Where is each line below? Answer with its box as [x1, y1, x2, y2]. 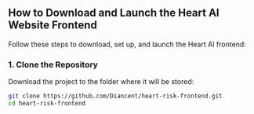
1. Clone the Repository [8, 59, 98, 70]
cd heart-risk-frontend [8, 99, 86, 107]
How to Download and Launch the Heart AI [8, 6, 220, 20]
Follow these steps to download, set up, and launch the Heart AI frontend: [8, 39, 247, 49]
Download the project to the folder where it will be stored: [8, 77, 194, 86]
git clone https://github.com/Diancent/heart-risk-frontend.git [8, 92, 223, 101]
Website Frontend [8, 19, 98, 32]
